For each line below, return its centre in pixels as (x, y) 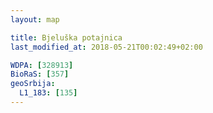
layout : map (35, 19)
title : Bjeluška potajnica (66, 37)
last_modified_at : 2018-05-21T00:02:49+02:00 (106, 47)
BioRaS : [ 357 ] (40, 74)
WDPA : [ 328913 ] (42, 65)
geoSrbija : (33, 84)
